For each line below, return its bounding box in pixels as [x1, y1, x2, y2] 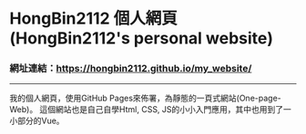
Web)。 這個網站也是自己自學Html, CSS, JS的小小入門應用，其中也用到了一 [9, 104, 291, 115]
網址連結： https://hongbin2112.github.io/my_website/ [9, 62, 252, 75]
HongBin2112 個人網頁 [9, 8, 178, 29]
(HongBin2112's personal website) [9, 28, 274, 49]
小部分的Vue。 [9, 115, 66, 127]
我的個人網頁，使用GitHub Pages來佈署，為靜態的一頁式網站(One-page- [9, 92, 281, 104]
